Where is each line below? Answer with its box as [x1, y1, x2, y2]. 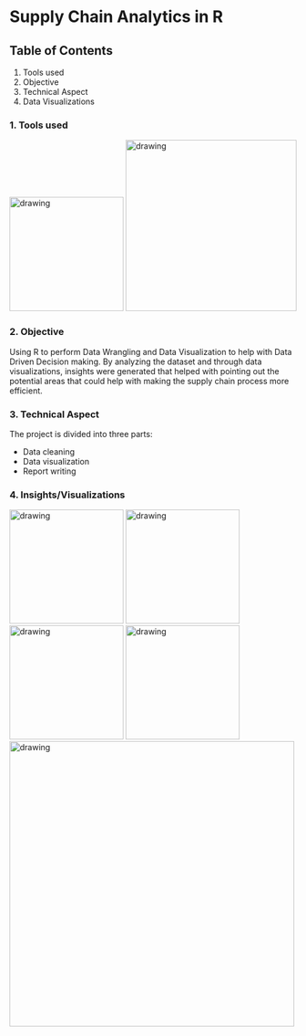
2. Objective [9, 326, 65, 339]
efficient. [9, 385, 43, 396]
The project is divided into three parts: [9, 428, 153, 439]
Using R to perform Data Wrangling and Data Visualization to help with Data [9, 346, 292, 357]
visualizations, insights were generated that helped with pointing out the [9, 365, 280, 376]
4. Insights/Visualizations [9, 488, 126, 501]
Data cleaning [22, 445, 76, 457]
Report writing [22, 466, 76, 476]
